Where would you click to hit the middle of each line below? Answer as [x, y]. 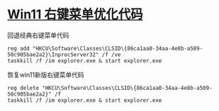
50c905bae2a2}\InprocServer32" [53, 54]
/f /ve [111, 54]
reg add [19, 48]
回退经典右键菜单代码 [38, 35]
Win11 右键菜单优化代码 [75, 14]
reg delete [23, 88]
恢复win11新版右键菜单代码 [46, 74]
